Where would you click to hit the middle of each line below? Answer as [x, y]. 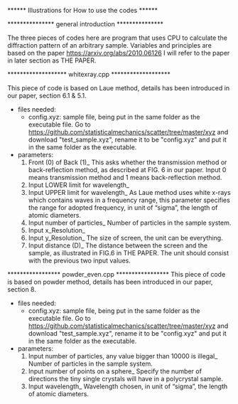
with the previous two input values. [80, 260]
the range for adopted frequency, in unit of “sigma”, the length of [123, 208]
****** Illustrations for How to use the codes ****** [83, 10]
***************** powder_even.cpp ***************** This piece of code [117, 274]
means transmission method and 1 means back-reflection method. [125, 177]
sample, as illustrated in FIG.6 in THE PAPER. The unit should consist [129, 253]
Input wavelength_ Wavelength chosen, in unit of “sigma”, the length [128, 386]
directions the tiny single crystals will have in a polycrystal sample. [126, 379]
